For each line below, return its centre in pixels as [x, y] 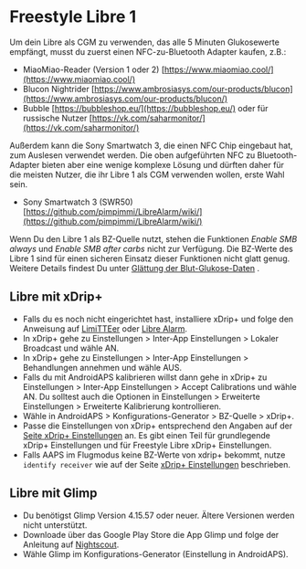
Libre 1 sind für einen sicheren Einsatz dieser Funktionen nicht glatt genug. [150, 258]
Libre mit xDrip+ [56, 297]
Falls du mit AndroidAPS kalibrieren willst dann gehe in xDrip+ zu [145, 377]
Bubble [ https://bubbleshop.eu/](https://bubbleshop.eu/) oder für [145, 108]
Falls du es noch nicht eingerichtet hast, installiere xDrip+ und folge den [158, 319]
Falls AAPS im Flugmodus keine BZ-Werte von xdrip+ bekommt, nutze [154, 455]
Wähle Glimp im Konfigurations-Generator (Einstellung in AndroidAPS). [156, 553]
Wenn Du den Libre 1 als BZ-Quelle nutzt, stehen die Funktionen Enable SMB [153, 238]
